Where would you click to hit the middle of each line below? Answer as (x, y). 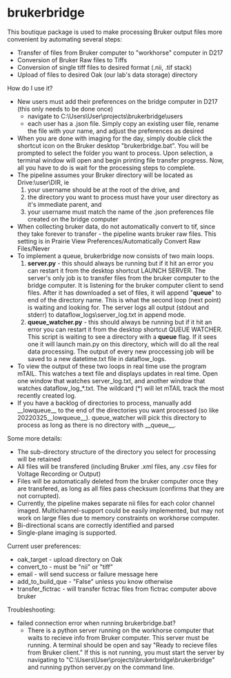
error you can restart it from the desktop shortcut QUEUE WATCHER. (125, 329)
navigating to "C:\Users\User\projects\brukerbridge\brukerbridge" (121, 659)
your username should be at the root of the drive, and (103, 190)
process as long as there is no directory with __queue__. (97, 425)
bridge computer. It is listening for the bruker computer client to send (125, 285)
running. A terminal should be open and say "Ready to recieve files (122, 645)
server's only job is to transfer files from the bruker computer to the (123, 277)
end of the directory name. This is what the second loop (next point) (124, 300)
